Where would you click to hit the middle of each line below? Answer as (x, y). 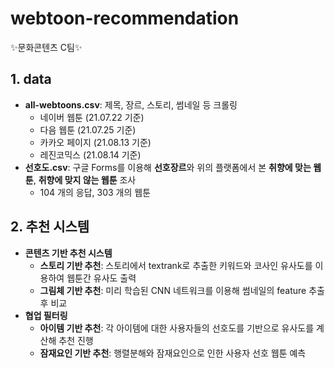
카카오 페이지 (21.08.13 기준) (95, 142)
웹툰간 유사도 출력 (101, 278)
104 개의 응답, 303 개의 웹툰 (95, 192)
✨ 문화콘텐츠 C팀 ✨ (46, 47)
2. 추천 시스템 (50, 227)
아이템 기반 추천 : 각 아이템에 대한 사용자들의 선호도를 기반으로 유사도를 (177, 328)
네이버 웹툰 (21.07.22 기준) (92, 117)
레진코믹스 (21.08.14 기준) (90, 154)
